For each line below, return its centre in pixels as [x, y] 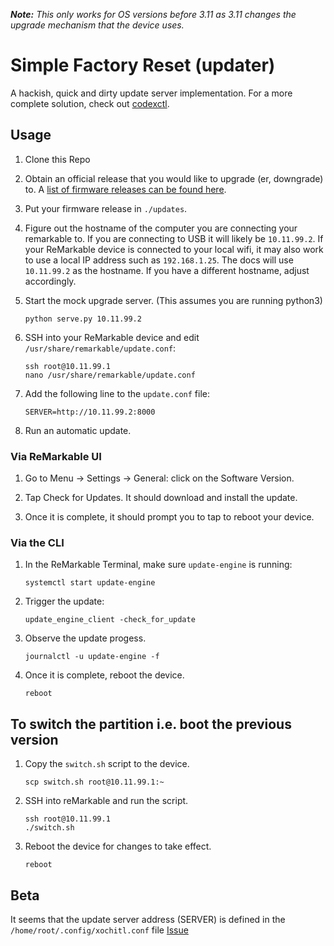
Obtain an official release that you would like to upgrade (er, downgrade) [174, 178]
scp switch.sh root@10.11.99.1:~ [94, 782]
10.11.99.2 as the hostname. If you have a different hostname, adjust [167, 270]
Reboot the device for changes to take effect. [118, 846]
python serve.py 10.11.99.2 [83, 319]
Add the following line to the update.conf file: [117, 393]
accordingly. [50, 281]
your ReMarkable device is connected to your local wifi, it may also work [174, 249]
